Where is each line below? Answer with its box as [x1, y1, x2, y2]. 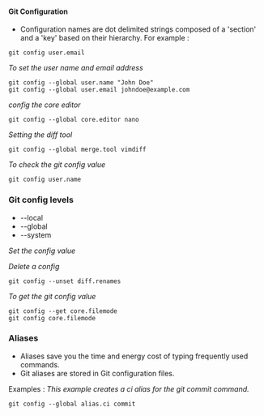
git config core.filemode [8, 314, 96, 322]
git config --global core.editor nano [8, 116, 139, 124]
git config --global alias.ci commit [8, 400, 136, 408]
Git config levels [8, 195, 75, 206]
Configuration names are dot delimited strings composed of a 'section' [19, 24, 257, 34]
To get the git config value [8, 291, 96, 301]
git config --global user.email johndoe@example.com [8, 86, 190, 94]
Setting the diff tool [8, 130, 73, 139]
